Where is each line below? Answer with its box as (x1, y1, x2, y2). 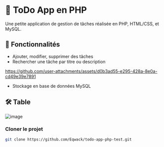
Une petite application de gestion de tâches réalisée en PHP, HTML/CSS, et (5, 21, 160, 27)
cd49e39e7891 (5, 73, 36, 79)
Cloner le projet (5, 126, 43, 133)
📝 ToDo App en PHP (5, 4, 87, 16)
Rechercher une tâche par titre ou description (12, 59, 106, 65)
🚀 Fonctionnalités (5, 40, 60, 49)
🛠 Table (5, 98, 31, 107)
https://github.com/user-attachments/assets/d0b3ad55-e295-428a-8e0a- (5, 68, 158, 74)
